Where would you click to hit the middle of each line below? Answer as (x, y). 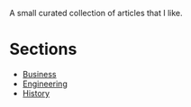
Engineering (45, 84)
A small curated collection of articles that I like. (96, 13)
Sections (43, 49)
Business (39, 74)
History (36, 93)
